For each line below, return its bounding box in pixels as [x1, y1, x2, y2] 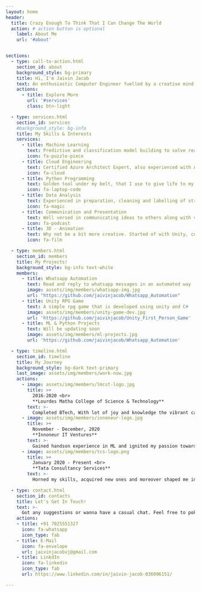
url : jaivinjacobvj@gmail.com [21, 549, 97, 555]
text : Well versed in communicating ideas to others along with [27, 215, 191, 221]
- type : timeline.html [11, 348, 68, 354]
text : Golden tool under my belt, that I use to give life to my [27, 181, 194, 187]
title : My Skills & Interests [16, 130, 92, 137]
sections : [5, 53, 31, 59]
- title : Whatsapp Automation [21, 276, 97, 282]
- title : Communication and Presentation [21, 209, 127, 215]
